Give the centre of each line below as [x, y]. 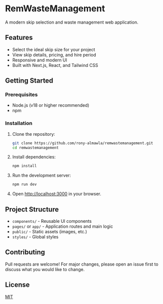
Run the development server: [41, 176]
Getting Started [29, 81]
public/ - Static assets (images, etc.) [50, 232]
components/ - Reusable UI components [52, 221]
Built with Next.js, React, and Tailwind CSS [55, 65]
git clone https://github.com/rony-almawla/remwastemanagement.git [82, 143]
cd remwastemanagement [35, 148]
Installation [19, 123]
